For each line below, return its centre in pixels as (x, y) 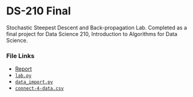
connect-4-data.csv (39, 89)
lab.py (23, 76)
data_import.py (34, 82)
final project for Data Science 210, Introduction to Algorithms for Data (92, 34)
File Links (20, 56)
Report (23, 69)
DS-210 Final (38, 11)
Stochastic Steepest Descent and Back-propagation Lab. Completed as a (97, 28)
